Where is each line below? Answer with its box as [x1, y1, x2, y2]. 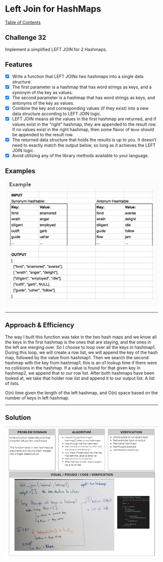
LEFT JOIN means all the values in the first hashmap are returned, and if [12, 116, 157, 122]
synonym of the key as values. [12, 89, 73, 95]
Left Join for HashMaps [5, 3, 101, 15]
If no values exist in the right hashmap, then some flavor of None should [12, 126, 154, 132]
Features [5, 61, 33, 69]
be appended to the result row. [12, 132, 74, 137]
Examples [5, 167, 35, 175]
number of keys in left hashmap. [5, 395, 69, 401]
